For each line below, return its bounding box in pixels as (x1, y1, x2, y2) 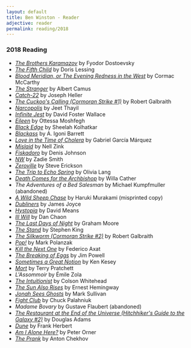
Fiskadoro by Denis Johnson (14, 149, 86, 156)
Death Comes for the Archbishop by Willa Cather (14, 174, 137, 182)
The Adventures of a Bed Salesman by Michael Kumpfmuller (14, 181, 166, 188)
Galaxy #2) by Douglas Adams (14, 315, 92, 323)
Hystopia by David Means (14, 206, 80, 214)
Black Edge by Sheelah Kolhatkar (14, 123, 98, 130)
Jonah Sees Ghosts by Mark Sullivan (14, 290, 107, 297)
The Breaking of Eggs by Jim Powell (14, 252, 105, 259)
